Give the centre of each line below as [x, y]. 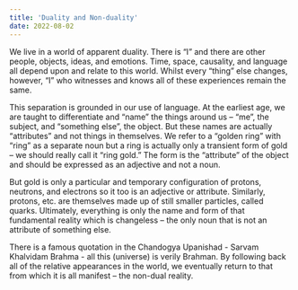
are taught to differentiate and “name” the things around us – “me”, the [139, 117]
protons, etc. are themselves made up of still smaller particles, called [136, 201]
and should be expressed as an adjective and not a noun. [115, 164]
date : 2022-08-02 [42, 26]
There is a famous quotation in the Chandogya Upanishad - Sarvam [134, 247]
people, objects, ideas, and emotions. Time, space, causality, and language [149, 61]
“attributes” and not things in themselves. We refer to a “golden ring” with [145, 136]
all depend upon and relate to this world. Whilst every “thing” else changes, [149, 70]
